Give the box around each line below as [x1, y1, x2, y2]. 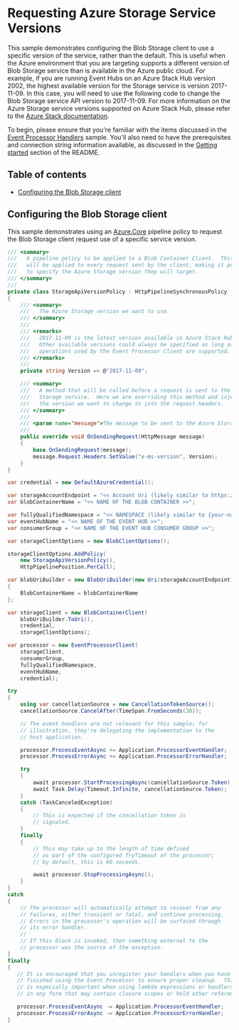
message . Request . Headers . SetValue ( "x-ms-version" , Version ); [33, 453, 218, 460]
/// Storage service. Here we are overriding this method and [20, 393, 218, 400]
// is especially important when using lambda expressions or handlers [16, 984, 234, 991]
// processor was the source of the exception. [20, 944, 164, 951]
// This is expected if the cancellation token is [33, 812, 186, 819]
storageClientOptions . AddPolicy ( [7, 550, 107, 558]
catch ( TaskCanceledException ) [20, 799, 113, 806]
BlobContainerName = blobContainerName [20, 589, 139, 597]
